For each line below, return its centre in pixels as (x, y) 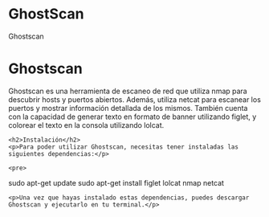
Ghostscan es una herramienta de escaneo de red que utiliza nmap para (128, 91)
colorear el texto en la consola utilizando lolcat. (86, 125)
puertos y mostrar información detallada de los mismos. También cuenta (128, 108)
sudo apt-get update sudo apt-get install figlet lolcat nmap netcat (116, 182)
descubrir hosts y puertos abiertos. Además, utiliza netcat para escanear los (134, 99)
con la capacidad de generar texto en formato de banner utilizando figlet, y (132, 117)
